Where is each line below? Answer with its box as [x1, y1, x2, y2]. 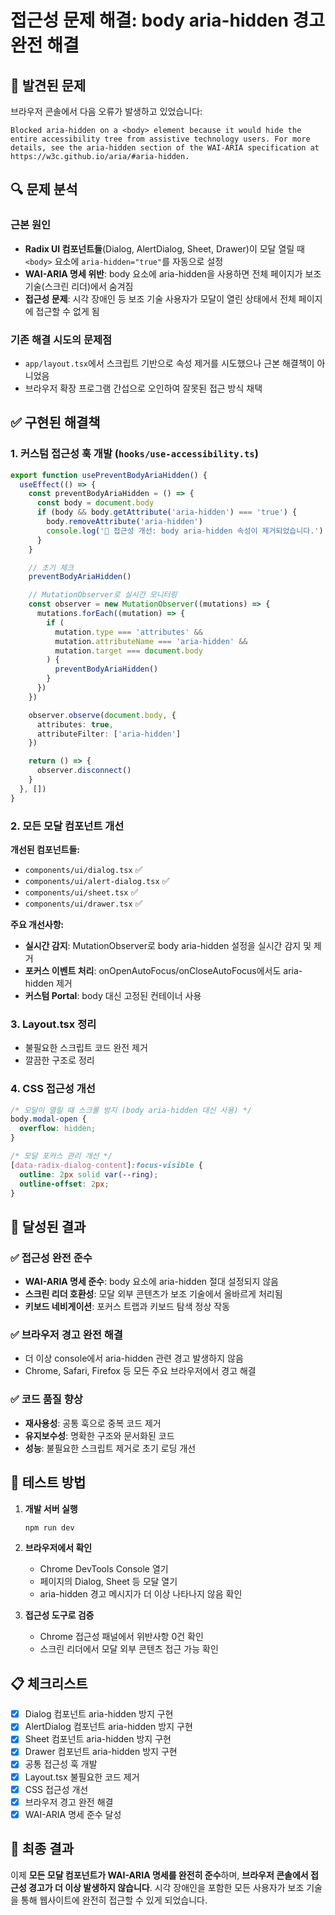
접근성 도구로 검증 [24, 1609, 95, 1621]
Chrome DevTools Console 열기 [39, 1563, 169, 1575]
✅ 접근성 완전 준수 [10, 1251, 93, 1265]
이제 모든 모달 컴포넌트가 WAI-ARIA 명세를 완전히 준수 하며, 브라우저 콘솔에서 [10, 1869, 309, 1881]
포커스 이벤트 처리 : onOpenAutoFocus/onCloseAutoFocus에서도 [24, 964, 282, 976]
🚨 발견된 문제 [10, 77, 87, 94]
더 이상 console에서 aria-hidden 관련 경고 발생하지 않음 [24, 1352, 244, 1365]
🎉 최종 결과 [10, 1841, 75, 1858]
